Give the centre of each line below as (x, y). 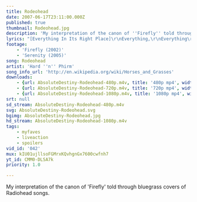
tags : (13, 127)
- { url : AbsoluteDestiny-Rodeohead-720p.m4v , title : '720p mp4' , (98, 88)
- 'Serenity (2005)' (42, 55)
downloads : (19, 77)
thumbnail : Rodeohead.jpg (38, 28)
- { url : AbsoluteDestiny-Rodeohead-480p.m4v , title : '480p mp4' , (98, 83)
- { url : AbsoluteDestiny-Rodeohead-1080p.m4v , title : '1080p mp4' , (101, 94)
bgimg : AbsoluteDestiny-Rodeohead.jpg (53, 115)
